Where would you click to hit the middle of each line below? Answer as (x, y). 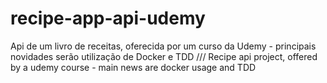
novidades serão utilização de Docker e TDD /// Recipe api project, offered (164, 56)
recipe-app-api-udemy (108, 18)
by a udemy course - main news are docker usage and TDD (133, 67)
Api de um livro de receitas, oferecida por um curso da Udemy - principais (163, 46)
